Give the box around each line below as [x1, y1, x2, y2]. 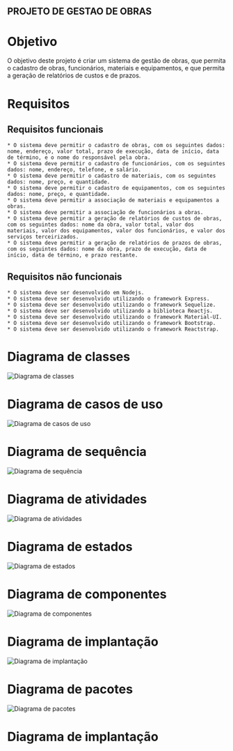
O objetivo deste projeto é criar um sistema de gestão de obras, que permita [7, 56, 226, 65]
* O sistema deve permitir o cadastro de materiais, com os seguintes [7, 172, 216, 180]
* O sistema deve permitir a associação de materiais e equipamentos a [7, 197, 219, 204]
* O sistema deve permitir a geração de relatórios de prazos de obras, [7, 240, 223, 247]
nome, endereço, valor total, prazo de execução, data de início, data [7, 148, 219, 155]
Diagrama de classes [7, 349, 131, 365]
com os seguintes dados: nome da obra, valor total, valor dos [7, 221, 195, 229]
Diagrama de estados [7, 539, 133, 555]
